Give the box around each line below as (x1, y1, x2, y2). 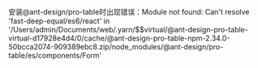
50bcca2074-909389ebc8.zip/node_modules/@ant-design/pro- (8, 42, 224, 51)
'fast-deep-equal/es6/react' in (8, 16, 110, 26)
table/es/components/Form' (8, 51, 102, 60)
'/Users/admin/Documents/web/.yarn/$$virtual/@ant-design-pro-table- (8, 25, 249, 34)
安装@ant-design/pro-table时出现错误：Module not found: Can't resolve (8, 7, 250, 16)
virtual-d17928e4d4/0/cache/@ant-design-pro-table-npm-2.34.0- (8, 33, 230, 43)
